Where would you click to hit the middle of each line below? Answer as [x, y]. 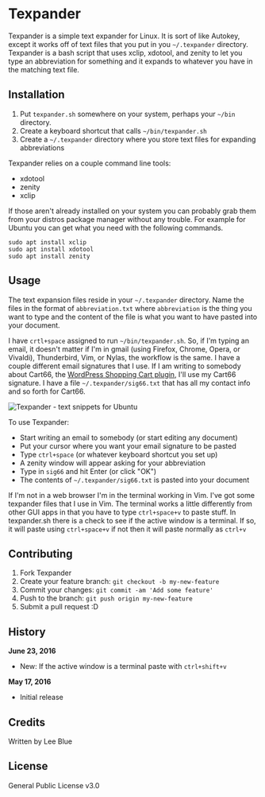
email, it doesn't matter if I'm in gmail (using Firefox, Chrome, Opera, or [124, 349]
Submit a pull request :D [59, 607]
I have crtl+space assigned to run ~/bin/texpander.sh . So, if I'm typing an [129, 340]
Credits [27, 722]
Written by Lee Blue [40, 741]
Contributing [40, 554]
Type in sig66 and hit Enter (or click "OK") [88, 471]
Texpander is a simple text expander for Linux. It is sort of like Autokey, [124, 36]
